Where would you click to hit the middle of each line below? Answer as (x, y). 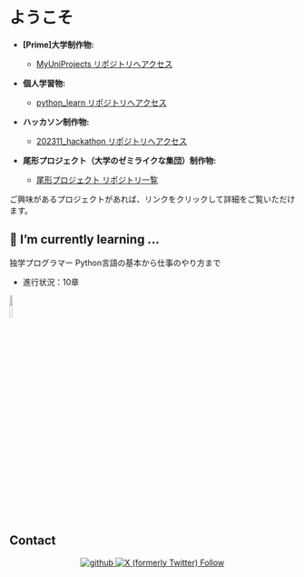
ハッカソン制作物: (56, 122)
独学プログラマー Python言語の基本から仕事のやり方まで (115, 263)
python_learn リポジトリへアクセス (101, 102)
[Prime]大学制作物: (58, 45)
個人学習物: (44, 83)
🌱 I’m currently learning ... (85, 239)
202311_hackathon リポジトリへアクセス (112, 141)
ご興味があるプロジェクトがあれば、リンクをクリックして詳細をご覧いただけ (152, 199)
